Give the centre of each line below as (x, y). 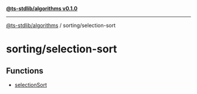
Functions (25, 71)
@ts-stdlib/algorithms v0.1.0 (42, 9)
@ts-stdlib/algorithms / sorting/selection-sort (61, 25)
